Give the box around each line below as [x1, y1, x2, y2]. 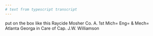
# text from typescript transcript [5, 7, 77, 12]
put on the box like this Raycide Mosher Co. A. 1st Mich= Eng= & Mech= [5, 20, 150, 26]
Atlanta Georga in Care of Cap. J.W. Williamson [5, 25, 99, 31]
